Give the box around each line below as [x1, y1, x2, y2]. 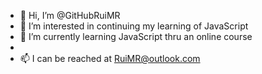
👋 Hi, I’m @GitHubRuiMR [19, 10, 121, 21]
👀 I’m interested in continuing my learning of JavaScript [19, 20, 249, 32]
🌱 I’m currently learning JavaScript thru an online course [19, 31, 253, 42]
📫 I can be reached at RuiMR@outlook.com [19, 53, 201, 64]
